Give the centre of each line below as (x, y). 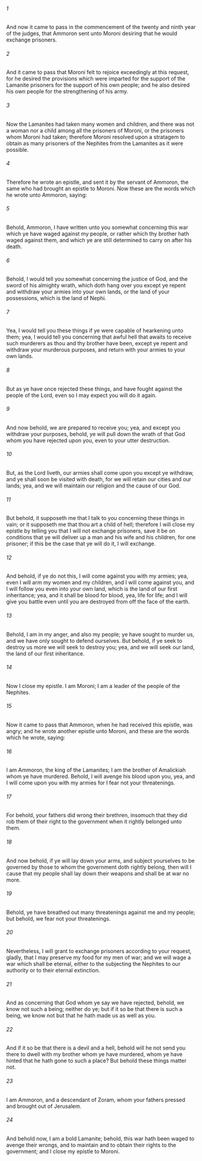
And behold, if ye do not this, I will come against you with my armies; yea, (97, 576)
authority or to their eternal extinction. (53, 971)
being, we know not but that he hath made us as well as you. (81, 1016)
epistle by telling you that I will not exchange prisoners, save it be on (91, 531)
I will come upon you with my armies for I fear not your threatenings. (91, 783)
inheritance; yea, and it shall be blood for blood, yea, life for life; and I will (97, 595)
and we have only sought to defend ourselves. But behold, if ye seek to (94, 640)
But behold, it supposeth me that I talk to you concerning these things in (95, 518)
